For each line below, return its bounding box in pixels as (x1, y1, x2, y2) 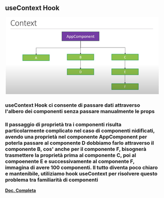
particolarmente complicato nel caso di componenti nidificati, (5, 127, 155, 134)
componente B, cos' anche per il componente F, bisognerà (5, 145, 147, 152)
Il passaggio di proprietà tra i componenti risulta (5, 121, 121, 128)
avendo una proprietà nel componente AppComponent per (5, 133, 147, 140)
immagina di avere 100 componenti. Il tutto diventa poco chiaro (5, 164, 158, 171)
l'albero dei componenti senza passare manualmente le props (5, 108, 155, 114)
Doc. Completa (5, 188, 36, 194)
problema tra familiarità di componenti (5, 176, 98, 183)
